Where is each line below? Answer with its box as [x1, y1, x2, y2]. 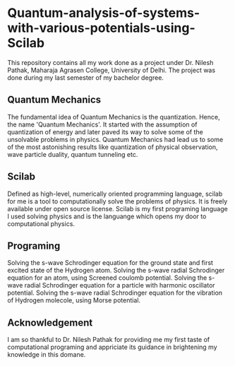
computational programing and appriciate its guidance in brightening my [7, 343, 217, 351]
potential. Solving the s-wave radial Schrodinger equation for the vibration [7, 288, 223, 297]
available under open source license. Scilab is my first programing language [7, 204, 228, 213]
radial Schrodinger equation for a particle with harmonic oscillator [24, 281, 215, 290]
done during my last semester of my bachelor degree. [7, 73, 164, 82]
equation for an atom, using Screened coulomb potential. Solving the [7, 273, 207, 282]
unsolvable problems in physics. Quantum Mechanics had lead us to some [7, 135, 224, 143]
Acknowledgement [7, 317, 93, 329]
